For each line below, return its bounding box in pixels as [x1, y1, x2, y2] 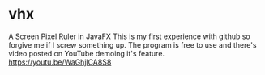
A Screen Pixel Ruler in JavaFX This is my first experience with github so [8, 31, 250, 41]
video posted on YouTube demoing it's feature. [8, 48, 165, 58]
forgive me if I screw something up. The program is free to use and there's [8, 40, 257, 49]
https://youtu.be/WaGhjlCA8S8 [8, 57, 112, 67]
